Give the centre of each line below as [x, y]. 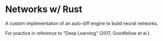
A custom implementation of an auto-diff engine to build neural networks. [82, 23]
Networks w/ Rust [44, 9]
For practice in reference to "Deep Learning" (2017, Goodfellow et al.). [78, 33]
